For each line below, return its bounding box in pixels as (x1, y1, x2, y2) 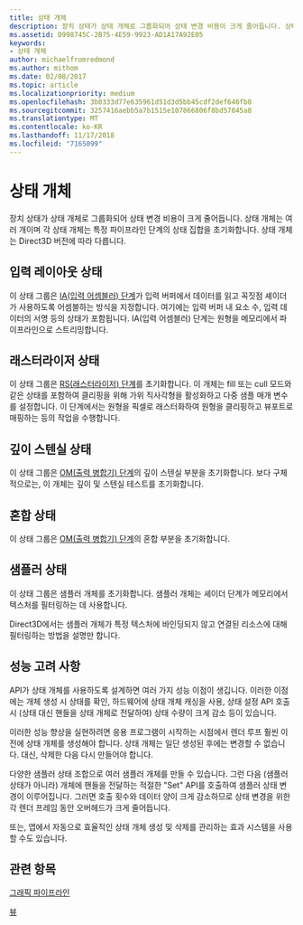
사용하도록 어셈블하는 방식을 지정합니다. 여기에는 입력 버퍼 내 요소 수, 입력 (18, 301, 279, 312)
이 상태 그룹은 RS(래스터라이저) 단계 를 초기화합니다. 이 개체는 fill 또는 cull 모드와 (9, 379, 292, 390)
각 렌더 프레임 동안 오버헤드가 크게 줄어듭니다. (9, 802, 171, 813)
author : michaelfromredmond (9, 55, 115, 64)
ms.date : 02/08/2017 (9, 72, 87, 81)
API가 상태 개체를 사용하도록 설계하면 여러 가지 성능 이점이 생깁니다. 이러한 (9, 684, 272, 695)
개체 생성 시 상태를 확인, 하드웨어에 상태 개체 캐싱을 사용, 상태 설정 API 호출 (25, 695, 290, 706)
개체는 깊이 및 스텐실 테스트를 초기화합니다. (52, 478, 205, 489)
